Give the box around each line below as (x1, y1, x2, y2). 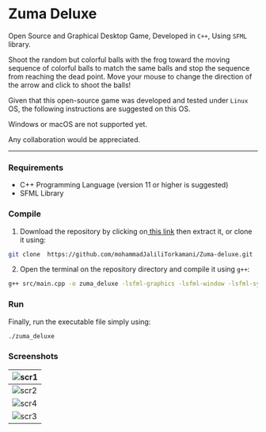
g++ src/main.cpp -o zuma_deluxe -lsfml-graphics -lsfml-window (8, 280, 225, 288)
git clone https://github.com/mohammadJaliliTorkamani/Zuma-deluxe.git (8, 250, 253, 258)
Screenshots (8, 351, 59, 362)
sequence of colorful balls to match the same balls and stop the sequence (8, 63, 250, 72)
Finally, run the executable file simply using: (8, 317, 151, 326)
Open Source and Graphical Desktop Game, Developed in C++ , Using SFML (8, 31, 248, 40)
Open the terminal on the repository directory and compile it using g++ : (19, 264, 250, 274)
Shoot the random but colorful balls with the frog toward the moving (8, 55, 230, 64)
